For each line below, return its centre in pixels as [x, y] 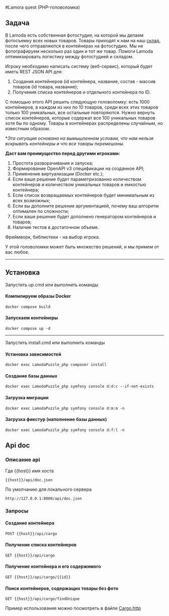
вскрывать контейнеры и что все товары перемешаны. [65, 143]
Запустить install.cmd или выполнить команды [55, 343]
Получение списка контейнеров [41, 545]
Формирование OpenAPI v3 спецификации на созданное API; [78, 168]
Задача [17, 23]
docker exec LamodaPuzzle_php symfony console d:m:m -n [65, 408]
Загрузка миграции [27, 398]
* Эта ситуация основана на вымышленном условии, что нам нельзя [79, 138]
